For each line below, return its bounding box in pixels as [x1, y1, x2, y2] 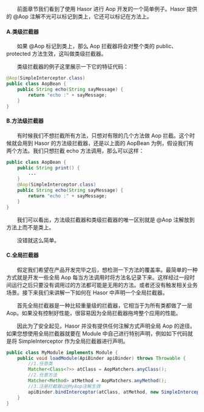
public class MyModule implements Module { [6, 350, 118, 356]
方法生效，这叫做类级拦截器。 [32, 50, 107, 58]
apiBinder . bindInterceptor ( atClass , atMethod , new [28, 389, 159, 395]
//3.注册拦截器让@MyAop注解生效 [28, 383, 101, 390]
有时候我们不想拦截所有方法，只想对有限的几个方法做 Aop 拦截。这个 [17, 132, 190, 139]
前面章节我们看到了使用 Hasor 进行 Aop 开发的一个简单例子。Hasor [17, 5, 186, 12]
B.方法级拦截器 [6, 117, 44, 124]
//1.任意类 [28, 360, 53, 367]
